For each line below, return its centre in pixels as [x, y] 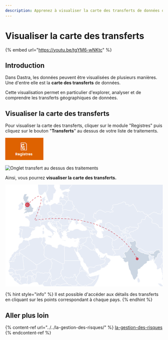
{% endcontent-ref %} [28, 333]
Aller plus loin [27, 315]
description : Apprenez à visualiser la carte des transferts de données [82, 10]
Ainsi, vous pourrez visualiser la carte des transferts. [61, 178]
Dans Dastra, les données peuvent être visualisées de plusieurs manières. [81, 77]
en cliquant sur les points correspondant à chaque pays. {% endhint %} [79, 299]
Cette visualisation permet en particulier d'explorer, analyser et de [73, 92]
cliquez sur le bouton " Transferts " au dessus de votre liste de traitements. [82, 131]
